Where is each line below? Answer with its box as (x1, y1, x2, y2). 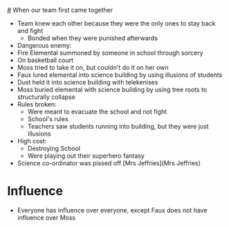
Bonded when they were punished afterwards (27, 34, 158, 42)
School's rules (27, 115, 69, 123)
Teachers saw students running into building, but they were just (27, 122, 209, 130)
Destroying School (27, 145, 81, 152)
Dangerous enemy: (17, 42, 72, 49)
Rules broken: (17, 100, 57, 108)
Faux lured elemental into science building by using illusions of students (17, 71, 223, 79)
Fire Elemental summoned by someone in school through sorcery (17, 48, 203, 57)
